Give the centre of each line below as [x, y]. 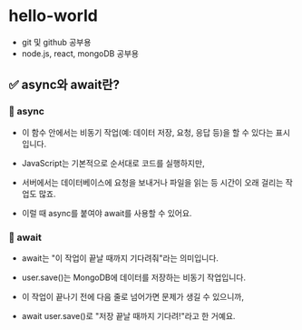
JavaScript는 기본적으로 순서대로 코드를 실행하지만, [113, 163]
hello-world [54, 16]
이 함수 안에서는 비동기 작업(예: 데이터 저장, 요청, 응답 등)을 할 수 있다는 [147, 132]
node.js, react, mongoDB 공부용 [80, 53]
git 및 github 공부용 [56, 42]
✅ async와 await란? [64, 85]
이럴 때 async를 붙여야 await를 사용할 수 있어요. [107, 213]
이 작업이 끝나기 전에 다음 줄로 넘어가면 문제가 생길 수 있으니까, [132, 296]
